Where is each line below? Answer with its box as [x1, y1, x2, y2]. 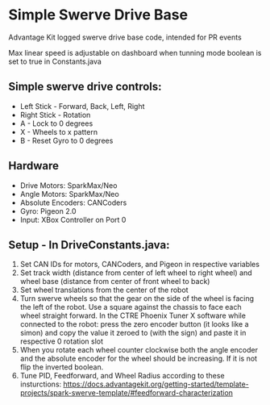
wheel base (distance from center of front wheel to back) [19, 277, 210, 286]
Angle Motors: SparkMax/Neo [19, 189, 119, 198]
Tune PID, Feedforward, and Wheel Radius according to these [19, 371, 225, 381]
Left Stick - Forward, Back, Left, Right [19, 101, 145, 111]
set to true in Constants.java [8, 56, 102, 66]
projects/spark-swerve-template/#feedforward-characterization [19, 388, 234, 398]
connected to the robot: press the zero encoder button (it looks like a [19, 319, 249, 329]
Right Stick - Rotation [19, 110, 91, 119]
